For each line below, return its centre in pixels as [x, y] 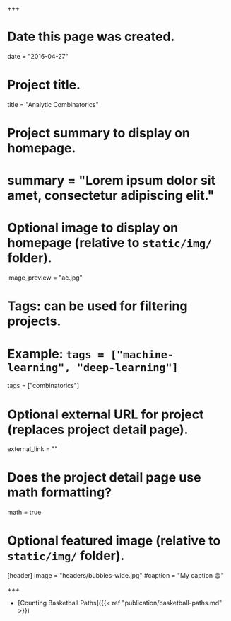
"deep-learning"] [128, 367]
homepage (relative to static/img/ [110, 243]
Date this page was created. [91, 37]
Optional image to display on [93, 228]
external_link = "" [32, 449]
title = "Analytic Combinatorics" [53, 104]
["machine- [142, 354]
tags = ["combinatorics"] [43, 386]
